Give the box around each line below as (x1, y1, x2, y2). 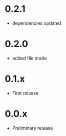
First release (12, 90, 39, 96)
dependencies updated (12, 20, 61, 26)
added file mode (12, 55, 47, 61)
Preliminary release (12, 125, 53, 131)
